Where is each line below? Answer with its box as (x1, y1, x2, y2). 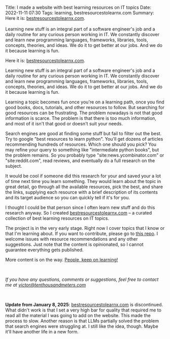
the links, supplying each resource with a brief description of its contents (5, 189, 158, 195)
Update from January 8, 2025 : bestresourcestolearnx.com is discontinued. (5, 302, 163, 307)
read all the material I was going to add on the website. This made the (5, 312, 151, 318)
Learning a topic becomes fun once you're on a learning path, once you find (5, 99, 165, 105)
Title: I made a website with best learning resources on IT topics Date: (5, 5, 151, 10)
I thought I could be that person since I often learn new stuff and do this (5, 204, 155, 211)
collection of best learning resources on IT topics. (5, 215, 109, 221)
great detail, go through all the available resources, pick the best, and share (5, 184, 163, 190)
